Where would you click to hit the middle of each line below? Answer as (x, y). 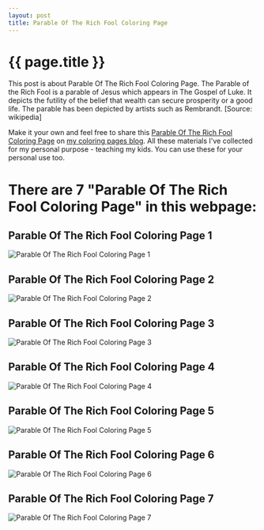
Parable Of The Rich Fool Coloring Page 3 (111, 323)
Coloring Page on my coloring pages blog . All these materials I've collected (130, 141)
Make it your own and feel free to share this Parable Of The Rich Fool (121, 133)
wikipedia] (25, 117)
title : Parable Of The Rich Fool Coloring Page (88, 23)
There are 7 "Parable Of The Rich (118, 190)
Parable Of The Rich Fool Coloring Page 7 (111, 498)
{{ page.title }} (57, 62)
